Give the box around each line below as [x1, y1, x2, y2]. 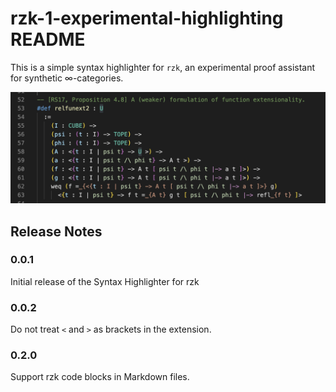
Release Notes [10, 223, 103, 240]
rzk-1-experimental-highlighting [10, 7, 284, 30]
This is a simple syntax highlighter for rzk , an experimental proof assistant [10, 61, 316, 73]
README [10, 28, 86, 51]
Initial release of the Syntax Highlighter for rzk [10, 275, 200, 287]
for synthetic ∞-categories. [10, 72, 124, 84]
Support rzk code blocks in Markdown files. [10, 371, 190, 383]
